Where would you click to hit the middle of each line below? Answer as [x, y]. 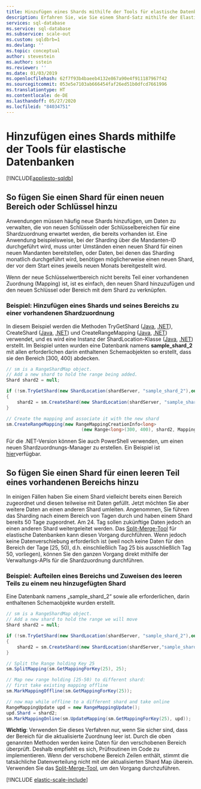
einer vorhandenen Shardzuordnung [60, 313]
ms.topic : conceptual [33, 51]
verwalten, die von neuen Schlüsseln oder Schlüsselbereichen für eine [93, 227]
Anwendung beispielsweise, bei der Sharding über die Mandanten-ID [91, 240]
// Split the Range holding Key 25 [51, 664]
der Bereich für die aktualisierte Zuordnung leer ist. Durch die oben [89, 736]
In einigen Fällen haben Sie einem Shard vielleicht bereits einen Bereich [94, 497]
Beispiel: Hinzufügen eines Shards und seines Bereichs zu [93, 305]
